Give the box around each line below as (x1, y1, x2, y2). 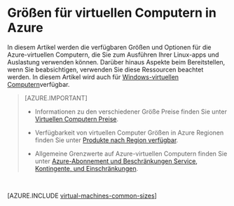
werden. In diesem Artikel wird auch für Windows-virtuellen (7, 72, 179, 81)
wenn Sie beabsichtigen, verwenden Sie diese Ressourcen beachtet (7, 65, 204, 74)
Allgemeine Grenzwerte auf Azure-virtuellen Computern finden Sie (34, 149, 228, 158)
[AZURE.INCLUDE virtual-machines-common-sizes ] (7, 191, 158, 200)
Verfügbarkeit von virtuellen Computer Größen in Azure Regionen (34, 128, 224, 137)
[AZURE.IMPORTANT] (24, 93, 88, 102)
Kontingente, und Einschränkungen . (34, 164, 139, 172)
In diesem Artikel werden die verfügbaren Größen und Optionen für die (7, 43, 212, 51)
